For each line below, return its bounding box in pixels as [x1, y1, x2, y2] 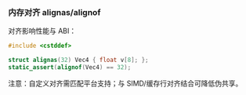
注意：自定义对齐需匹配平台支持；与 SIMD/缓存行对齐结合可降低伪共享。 [8, 79, 243, 88]
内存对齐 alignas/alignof [8, 6, 101, 17]
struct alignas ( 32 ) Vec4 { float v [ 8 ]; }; [8, 57, 149, 64]
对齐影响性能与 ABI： [8, 26, 77, 36]
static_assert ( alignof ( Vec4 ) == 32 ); [8, 64, 132, 71]
